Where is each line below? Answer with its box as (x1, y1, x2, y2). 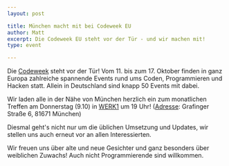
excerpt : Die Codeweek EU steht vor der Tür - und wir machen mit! (7, 35, 206, 42)
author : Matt (7, 29, 45, 36)
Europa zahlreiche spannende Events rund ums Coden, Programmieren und (7, 74, 223, 83)
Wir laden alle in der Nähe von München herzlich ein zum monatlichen (7, 95, 207, 104)
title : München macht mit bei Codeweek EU (7, 22, 131, 30)
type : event (7, 42, 42, 49)
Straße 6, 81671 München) (7, 110, 82, 118)
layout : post (7, 10, 45, 17)
